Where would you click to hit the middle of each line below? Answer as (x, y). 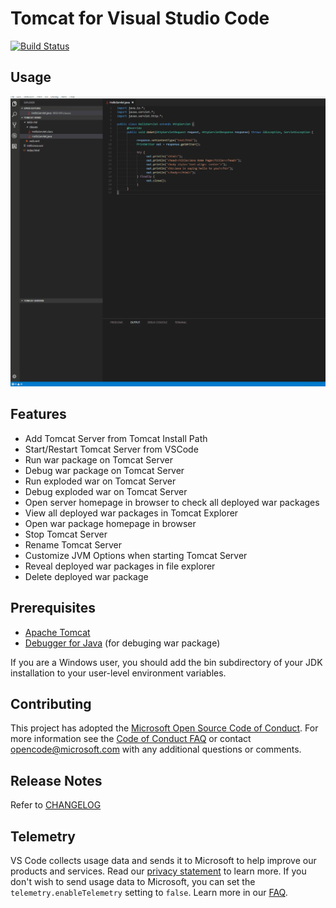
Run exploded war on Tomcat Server (100, 481)
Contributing (51, 703)
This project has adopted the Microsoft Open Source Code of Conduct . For (164, 728)
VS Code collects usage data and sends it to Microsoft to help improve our (163, 860)
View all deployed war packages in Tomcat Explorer (131, 513)
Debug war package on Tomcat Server (104, 470)
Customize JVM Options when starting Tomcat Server (136, 555)
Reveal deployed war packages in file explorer (120, 566)
